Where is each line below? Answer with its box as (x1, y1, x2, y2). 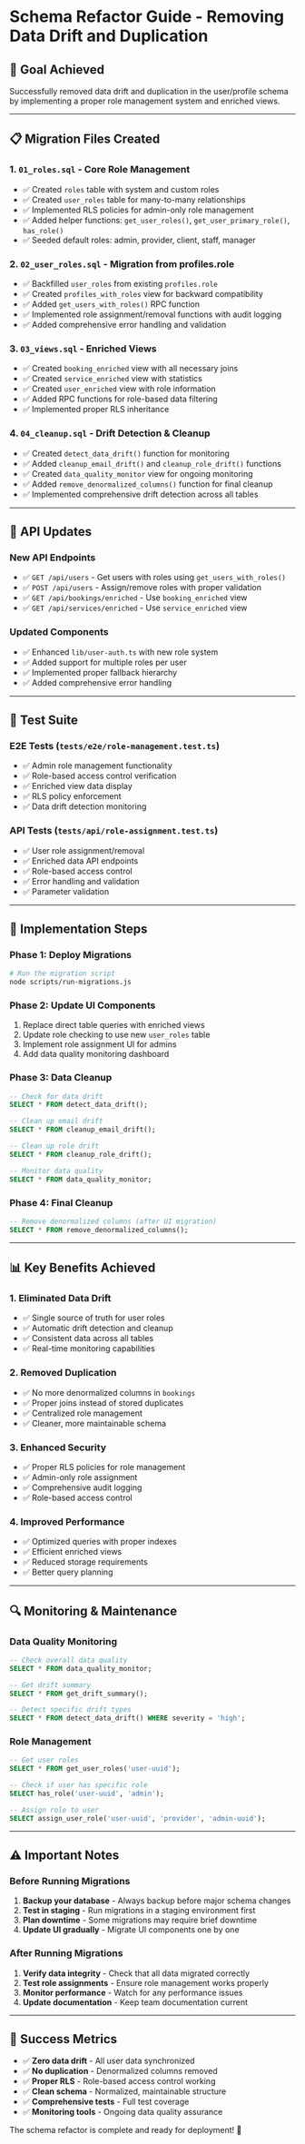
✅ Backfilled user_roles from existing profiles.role (22, 278, 218, 289)
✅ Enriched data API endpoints (22, 855, 139, 866)
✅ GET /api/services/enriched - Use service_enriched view (22, 602, 248, 614)
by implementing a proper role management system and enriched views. (9, 95, 280, 106)
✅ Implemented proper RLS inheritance (22, 404, 170, 415)
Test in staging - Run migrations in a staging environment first (22, 1905, 256, 1916)
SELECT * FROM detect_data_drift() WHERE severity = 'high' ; (9, 1714, 246, 1723)
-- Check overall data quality (9, 1655, 128, 1665)
